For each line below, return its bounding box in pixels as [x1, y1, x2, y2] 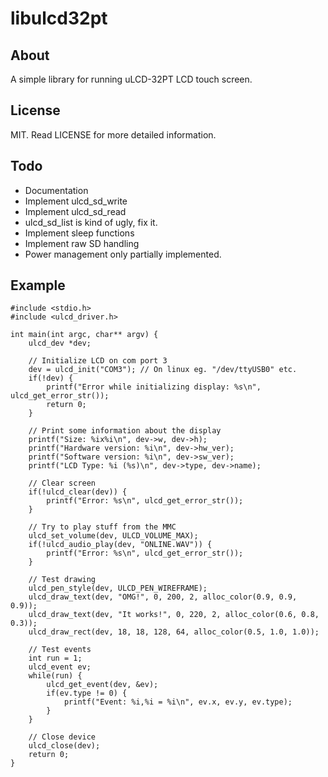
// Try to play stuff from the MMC [28, 522, 177, 532]
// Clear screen [28, 478, 97, 489]
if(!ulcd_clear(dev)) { [28, 487, 128, 497]
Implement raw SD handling [24, 237, 140, 249]
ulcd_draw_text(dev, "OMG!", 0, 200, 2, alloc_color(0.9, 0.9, [28, 592, 298, 602]
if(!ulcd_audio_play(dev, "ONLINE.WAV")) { [28, 540, 213, 550]
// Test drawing [28, 575, 97, 585]
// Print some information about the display [28, 426, 222, 436]
